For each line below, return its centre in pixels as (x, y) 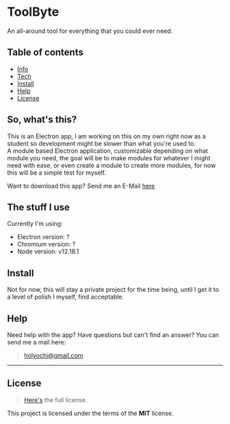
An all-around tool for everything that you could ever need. (90, 31)
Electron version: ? (43, 237)
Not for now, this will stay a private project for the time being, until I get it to (113, 290)
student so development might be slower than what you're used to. (102, 143)
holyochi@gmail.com (53, 356)
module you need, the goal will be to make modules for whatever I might (109, 158)
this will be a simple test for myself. (56, 173)
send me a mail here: (37, 342)
